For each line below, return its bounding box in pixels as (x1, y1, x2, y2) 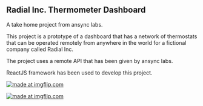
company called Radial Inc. (6, 45, 74, 53)
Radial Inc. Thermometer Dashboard (6, 5, 146, 15)
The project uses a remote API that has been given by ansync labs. (6, 57, 173, 64)
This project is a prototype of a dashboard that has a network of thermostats (6, 33, 198, 40)
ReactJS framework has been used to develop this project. (6, 69, 153, 76)
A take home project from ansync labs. (6, 21, 103, 28)
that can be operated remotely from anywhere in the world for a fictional (6, 39, 187, 46)
